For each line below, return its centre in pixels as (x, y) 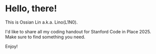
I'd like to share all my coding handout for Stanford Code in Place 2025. (78, 31)
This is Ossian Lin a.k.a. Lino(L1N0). (41, 22)
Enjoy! (12, 46)
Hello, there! (31, 9)
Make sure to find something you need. (45, 37)
